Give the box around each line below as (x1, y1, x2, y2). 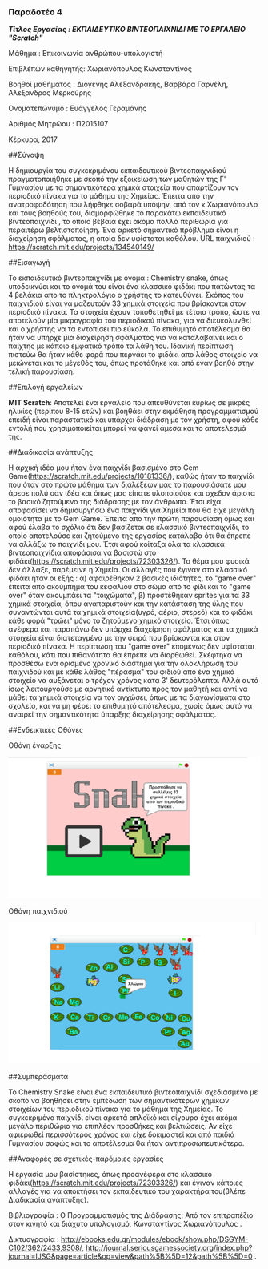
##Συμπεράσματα (8, 1072, 69, 1082)
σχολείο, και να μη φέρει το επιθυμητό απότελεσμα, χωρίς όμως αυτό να (8, 701, 253, 711)
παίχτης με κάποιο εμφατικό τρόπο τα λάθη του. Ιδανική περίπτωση (8, 341, 234, 351)
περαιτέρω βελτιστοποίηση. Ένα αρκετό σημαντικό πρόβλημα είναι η (8, 225, 239, 235)
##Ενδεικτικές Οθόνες (8, 725, 84, 735)
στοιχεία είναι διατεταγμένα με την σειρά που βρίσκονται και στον (8, 633, 230, 643)
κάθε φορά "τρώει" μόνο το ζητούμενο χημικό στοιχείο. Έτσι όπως (8, 616, 230, 626)
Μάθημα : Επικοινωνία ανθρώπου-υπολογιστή (8, 49, 163, 58)
